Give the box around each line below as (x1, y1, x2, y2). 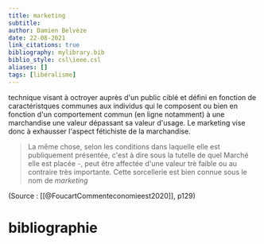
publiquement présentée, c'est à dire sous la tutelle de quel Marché (27, 150, 249, 160)
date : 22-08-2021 (8, 33, 66, 42)
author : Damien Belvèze (8, 26, 87, 34)
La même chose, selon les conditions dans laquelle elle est (27, 141, 220, 151)
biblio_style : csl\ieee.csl (8, 56, 102, 64)
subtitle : (8, 19, 41, 27)
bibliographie (8, 219, 98, 237)
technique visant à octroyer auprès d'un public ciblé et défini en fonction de (8, 92, 257, 102)
